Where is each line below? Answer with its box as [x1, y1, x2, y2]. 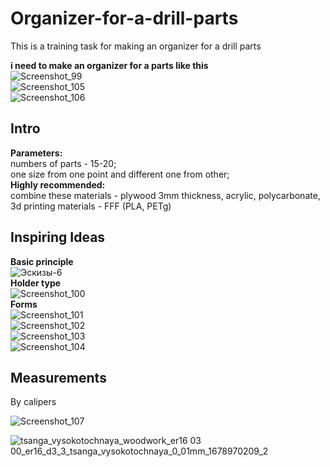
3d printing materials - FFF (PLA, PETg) [10, 200, 172, 212]
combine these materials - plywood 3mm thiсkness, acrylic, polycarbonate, [10, 189, 321, 201]
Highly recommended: [10, 178, 106, 191]
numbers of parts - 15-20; [10, 157, 117, 169]
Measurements [10, 369, 107, 386]
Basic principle [10, 255, 74, 267]
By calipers [10, 396, 57, 408]
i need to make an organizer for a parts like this [10, 59, 209, 71]
